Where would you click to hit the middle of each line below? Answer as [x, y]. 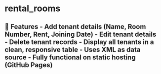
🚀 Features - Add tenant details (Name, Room [75, 27]
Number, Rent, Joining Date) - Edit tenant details [80, 34]
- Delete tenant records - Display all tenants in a [79, 42]
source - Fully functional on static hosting [70, 57]
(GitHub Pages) [29, 65]
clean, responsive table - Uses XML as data [73, 49]
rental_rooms [33, 9]
